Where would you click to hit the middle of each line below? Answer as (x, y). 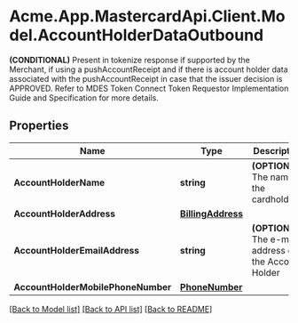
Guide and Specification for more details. (84, 97)
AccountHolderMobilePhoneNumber (93, 287)
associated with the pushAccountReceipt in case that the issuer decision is (146, 78)
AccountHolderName (59, 182)
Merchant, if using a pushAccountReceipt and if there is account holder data (149, 69)
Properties (39, 126)
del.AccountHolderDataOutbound (137, 35)
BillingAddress (212, 214)
